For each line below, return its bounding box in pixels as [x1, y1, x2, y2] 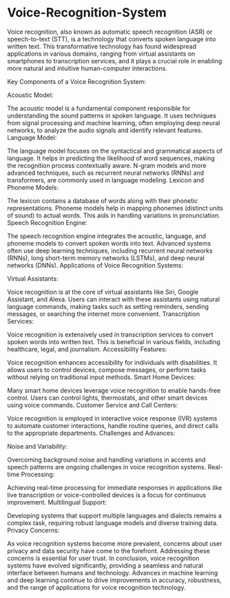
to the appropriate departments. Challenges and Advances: [7, 429, 176, 437]
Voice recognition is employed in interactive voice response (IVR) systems [7, 414, 218, 423]
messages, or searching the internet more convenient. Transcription [7, 310, 200, 318]
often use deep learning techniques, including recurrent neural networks [7, 246, 213, 255]
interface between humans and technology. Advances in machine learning [7, 568, 218, 577]
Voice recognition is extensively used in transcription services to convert [7, 330, 213, 339]
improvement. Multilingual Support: [7, 498, 107, 506]
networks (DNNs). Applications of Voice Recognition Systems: [7, 261, 184, 269]
